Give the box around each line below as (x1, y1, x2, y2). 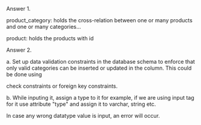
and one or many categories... (6, 23, 82, 30)
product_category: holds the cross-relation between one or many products (6, 17, 193, 23)
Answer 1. (6, 5, 31, 12)
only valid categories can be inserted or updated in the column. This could (6, 64, 192, 72)
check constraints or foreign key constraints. (6, 82, 118, 90)
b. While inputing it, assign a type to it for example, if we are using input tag (6, 94, 195, 101)
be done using (6, 71, 42, 78)
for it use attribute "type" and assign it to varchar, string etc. (6, 100, 156, 108)
